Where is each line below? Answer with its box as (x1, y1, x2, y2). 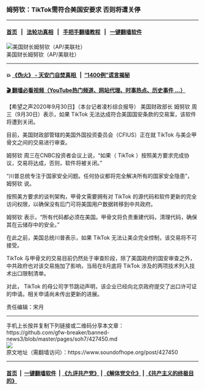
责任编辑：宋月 (6, 303, 44, 311)
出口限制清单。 (11, 270, 49, 277)
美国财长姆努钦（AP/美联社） (6, 51, 80, 58)
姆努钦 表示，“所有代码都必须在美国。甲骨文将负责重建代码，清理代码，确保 (6, 213, 198, 221)
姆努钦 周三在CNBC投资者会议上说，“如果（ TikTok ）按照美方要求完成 (6, 152, 184, 159)
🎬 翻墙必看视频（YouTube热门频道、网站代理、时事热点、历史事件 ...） (6, 87, 186, 94)
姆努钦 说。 (6, 180, 35, 187)
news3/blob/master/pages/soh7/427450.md (6, 335, 118, 342)
